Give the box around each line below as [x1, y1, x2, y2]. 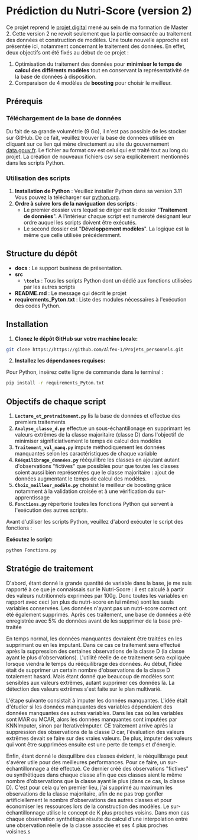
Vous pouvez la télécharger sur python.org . [14, 194, 121, 201]
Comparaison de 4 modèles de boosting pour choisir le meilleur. [14, 79, 173, 86]
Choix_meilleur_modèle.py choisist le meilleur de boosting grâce [14, 482, 171, 489]
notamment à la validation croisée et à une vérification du [14, 488, 155, 495]
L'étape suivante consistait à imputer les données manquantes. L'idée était [6, 697, 187, 704]
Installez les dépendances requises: [14, 357, 106, 364]
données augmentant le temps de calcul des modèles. [14, 475, 147, 482]
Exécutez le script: [6, 536, 53, 543]
